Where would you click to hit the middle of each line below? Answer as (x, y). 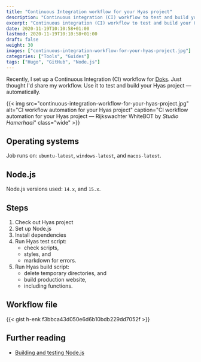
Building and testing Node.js (50, 352)
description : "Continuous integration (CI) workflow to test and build (97, 17)
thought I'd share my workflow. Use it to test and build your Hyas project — (99, 85)
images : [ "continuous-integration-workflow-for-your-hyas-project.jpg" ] (99, 51)
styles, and (37, 254)
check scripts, (41, 248)
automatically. (23, 92)
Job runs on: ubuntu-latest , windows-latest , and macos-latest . (84, 156)
